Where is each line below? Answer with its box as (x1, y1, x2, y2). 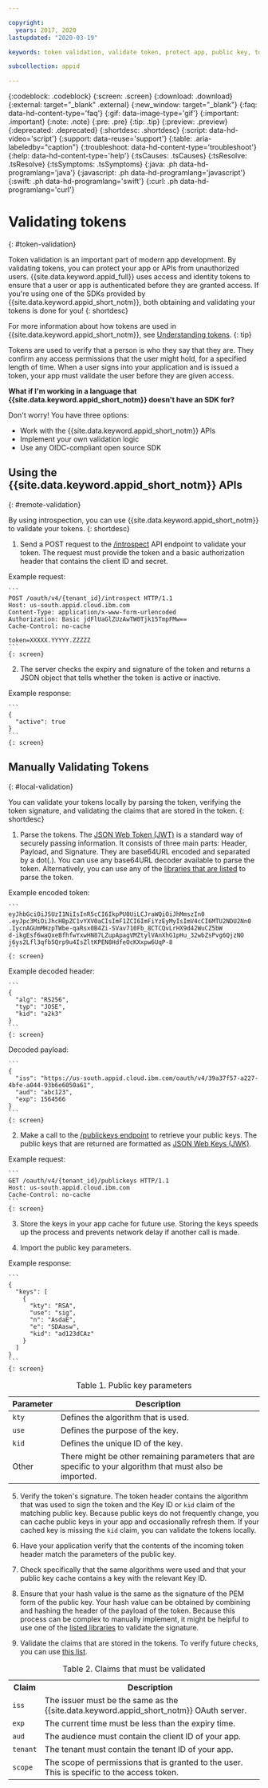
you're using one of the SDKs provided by (8, 289, 146, 298)
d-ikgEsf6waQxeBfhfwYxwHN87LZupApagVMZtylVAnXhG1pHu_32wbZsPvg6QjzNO (8, 931, 245, 939)
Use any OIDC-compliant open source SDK (19, 443, 162, 453)
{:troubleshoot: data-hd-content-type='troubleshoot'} (80, 142, 257, 152)
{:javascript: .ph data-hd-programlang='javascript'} (77, 168, 246, 178)
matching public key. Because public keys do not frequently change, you (19, 1508, 259, 1518)
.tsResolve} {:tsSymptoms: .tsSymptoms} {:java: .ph (8, 159, 178, 169)
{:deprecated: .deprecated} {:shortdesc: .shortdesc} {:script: (8, 126, 207, 135)
